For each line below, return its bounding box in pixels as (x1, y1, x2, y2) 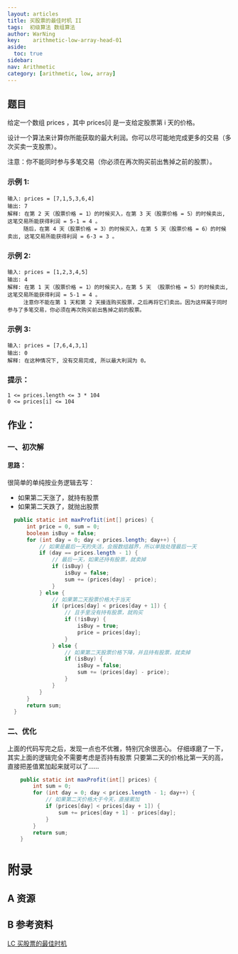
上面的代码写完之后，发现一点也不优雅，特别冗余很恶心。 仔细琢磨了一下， (7, 744, 227, 753)
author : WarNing (7, 30, 55, 38)
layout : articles (7, 10, 59, 18)
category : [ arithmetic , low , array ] (7, 70, 116, 77)
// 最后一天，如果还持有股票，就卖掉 (52, 556, 146, 563)
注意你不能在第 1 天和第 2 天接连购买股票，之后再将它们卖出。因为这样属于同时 (23, 298, 227, 306)
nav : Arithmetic (7, 63, 55, 70)
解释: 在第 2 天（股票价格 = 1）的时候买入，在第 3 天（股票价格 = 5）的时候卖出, (7, 210, 226, 217)
